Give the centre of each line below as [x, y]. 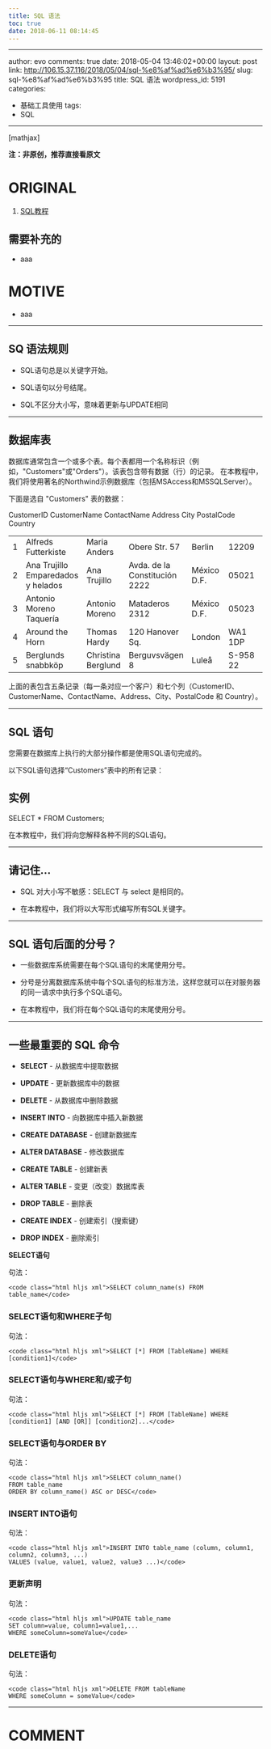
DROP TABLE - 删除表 [56, 1204]
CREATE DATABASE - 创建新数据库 [79, 1135]
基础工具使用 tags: [51, 105]
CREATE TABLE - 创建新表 [64, 1169]
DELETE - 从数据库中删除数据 [69, 1100]
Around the [47, 632]
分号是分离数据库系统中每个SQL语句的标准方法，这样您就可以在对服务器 [140, 982]
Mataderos [149, 603]
